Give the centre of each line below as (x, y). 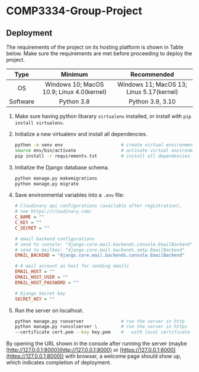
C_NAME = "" (29, 217)
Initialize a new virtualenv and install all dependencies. (81, 134)
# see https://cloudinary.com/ (53, 212)
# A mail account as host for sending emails (72, 266)
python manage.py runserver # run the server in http (99, 321)
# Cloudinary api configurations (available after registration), (98, 206)
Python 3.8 (74, 101)
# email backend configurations (54, 239)
